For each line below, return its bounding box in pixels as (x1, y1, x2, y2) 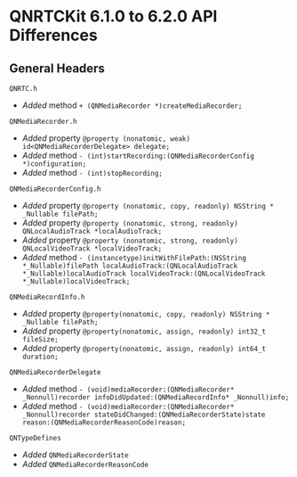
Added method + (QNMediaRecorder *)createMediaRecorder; (21, 100, 243, 111)
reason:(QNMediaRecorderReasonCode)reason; (21, 418, 187, 427)
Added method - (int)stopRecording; (21, 168, 163, 177)
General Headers (9, 61, 105, 76)
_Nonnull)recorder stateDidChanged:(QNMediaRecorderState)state (21, 410, 266, 419)
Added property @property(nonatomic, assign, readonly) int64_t (21, 343, 267, 353)
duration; (21, 352, 60, 361)
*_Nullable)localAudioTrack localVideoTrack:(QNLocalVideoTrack (21, 269, 266, 278)
